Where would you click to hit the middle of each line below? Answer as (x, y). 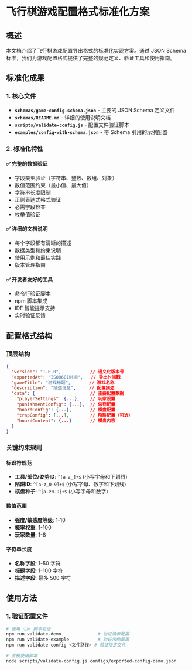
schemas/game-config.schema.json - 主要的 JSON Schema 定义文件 (95, 110)
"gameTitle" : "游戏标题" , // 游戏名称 (63, 383)
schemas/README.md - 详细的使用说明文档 (63, 117)
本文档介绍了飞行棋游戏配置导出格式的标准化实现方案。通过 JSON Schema (96, 51)
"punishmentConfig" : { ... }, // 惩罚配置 (66, 404)
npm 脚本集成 (31, 301)
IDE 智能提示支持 (35, 308)
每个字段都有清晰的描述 (43, 243)
